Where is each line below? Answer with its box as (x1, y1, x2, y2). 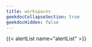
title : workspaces (6, 8, 51, 15)
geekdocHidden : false (6, 19, 59, 25)
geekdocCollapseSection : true (6, 14, 80, 20)
